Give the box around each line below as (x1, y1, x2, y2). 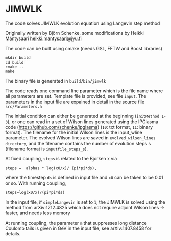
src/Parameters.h (5, 104, 42, 109)
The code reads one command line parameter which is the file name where (5, 88, 163, 94)
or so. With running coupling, (5, 180, 66, 186)
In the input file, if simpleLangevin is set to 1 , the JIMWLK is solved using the (5, 198, 165, 205)
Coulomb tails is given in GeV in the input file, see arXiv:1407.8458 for (5, 225, 152, 231)
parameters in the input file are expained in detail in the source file (5, 98, 144, 105)
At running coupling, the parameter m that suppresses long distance (5, 219, 147, 226)
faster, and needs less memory (5, 210, 70, 216)
